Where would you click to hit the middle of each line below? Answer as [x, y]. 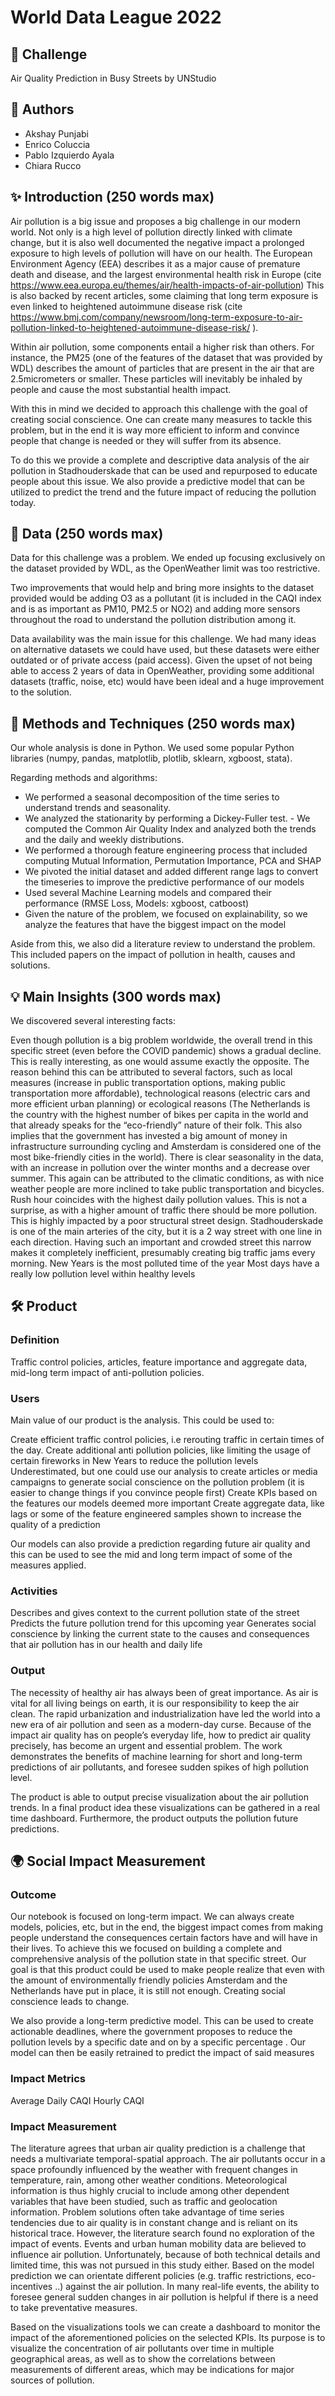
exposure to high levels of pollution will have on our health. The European [161, 253]
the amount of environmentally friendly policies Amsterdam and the [149, 1980]
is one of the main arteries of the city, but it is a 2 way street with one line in [166, 1232]
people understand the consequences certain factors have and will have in [164, 1938]
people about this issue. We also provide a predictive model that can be [157, 481]
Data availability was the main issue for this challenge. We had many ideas [163, 639]
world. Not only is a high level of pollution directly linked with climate [151, 232]
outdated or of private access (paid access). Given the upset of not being [161, 660]
